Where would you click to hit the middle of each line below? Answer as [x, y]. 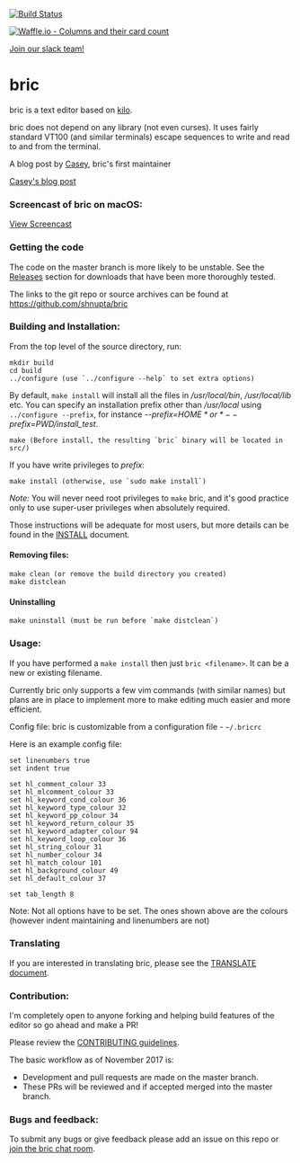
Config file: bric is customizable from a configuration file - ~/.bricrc [136, 726]
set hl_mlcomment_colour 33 [62, 792]
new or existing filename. [56, 672]
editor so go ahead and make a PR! [74, 1025]
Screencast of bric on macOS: [76, 204]
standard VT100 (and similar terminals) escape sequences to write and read [150, 137]
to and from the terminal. [55, 146]
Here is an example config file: [66, 744]
